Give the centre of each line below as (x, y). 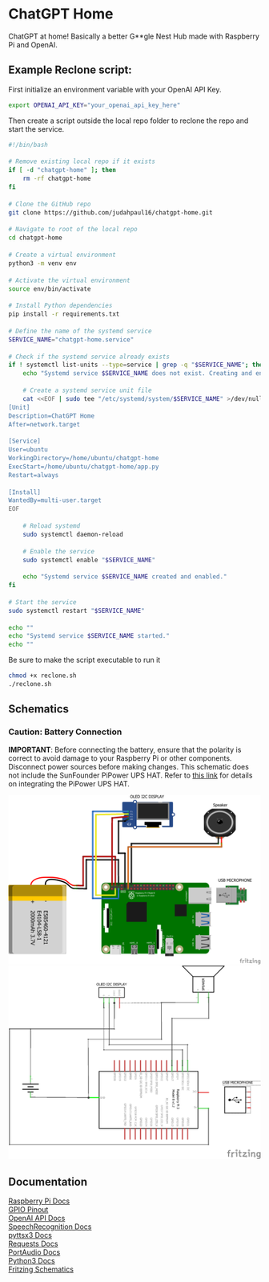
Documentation (48, 1182)
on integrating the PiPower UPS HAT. (69, 783)
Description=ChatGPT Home (51, 416)
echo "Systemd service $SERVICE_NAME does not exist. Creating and (137, 374)
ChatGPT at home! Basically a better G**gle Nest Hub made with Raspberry (134, 36)
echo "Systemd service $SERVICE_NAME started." (89, 636)
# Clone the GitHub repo (50, 204)
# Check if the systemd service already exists (89, 357)
